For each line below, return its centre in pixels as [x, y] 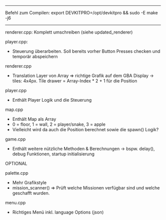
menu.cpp [16, 202]
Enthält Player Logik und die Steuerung [52, 100]
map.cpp [14, 110]
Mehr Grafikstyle [29, 183]
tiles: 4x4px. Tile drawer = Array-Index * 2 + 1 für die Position [75, 81]
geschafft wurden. [31, 193]
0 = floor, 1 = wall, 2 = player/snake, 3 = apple [59, 124]
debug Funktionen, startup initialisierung [53, 154]
